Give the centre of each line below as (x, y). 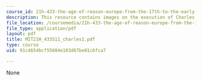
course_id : (20, 12)
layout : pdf (21, 34)
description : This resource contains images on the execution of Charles (101, 17)
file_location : (25, 23)
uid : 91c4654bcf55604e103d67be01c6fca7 (56, 51)
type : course (23, 45)
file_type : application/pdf (41, 28)
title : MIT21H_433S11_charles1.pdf (51, 39)
